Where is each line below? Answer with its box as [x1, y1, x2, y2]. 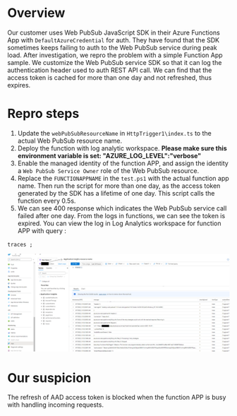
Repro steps [7, 106, 80, 121]
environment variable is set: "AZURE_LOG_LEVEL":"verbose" [17, 151, 202, 160]
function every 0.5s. [17, 196, 76, 205]
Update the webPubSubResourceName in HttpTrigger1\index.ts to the [17, 129, 212, 137]
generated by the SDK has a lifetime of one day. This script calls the [17, 189, 215, 197]
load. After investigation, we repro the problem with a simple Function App [7, 51, 224, 59]
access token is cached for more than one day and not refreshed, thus [7, 73, 212, 82]
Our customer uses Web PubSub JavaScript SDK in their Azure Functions [7, 28, 220, 37]
